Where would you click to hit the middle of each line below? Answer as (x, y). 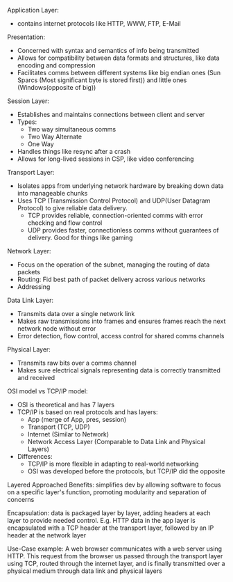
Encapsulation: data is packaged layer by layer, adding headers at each (109, 513)
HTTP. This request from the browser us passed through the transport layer (115, 556)
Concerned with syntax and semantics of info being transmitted (108, 50)
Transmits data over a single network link (76, 314)
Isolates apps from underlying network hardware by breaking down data (120, 186)
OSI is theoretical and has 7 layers (66, 404)
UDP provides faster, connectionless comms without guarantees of (123, 230)
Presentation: (26, 37)
